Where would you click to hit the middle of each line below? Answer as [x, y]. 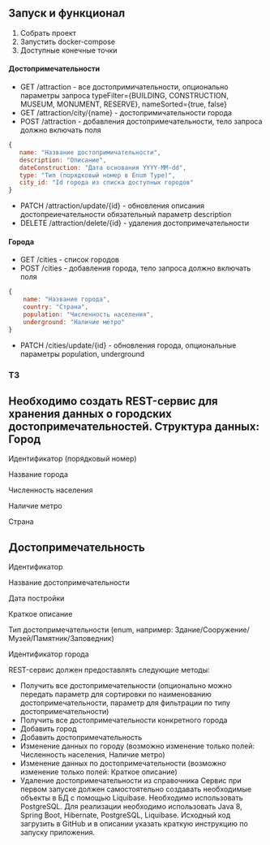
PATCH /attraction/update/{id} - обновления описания [112, 206]
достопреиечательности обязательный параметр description [126, 214]
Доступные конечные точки [69, 50]
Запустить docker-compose [68, 41]
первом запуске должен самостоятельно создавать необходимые [136, 789]
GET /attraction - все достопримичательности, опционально [124, 87]
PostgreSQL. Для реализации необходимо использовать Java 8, [131, 807]
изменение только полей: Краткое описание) [99, 772]
